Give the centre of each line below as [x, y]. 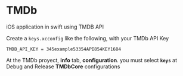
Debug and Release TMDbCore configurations [63, 66]
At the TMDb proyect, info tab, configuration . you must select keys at [92, 60]
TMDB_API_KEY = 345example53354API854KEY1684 [63, 49]
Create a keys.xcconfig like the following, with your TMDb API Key [88, 38]
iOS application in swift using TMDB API [55, 27]
